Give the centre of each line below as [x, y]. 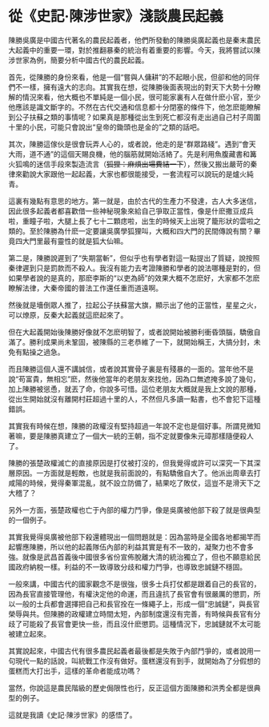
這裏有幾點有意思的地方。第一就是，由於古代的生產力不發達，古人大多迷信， [134, 201]
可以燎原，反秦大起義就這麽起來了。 [68, 315]
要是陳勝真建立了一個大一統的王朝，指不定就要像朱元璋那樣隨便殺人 [141, 436]
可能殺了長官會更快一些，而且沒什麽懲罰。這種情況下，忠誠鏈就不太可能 [141, 624]
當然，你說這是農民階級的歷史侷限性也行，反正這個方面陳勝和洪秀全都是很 [131, 688]
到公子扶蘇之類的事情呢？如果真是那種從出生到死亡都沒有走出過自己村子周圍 [134, 117]
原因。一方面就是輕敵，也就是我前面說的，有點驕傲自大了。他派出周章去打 [138, 473]
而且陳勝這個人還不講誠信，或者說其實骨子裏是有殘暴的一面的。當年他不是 [131, 369]
